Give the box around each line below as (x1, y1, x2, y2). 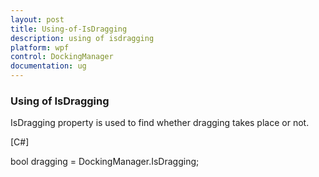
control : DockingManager (10, 52, 114, 62)
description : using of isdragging (10, 33, 155, 43)
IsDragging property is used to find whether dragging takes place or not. (10, 117, 310, 129)
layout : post (10, 14, 65, 25)
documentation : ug (10, 61, 87, 71)
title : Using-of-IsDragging (10, 24, 128, 34)
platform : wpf (10, 42, 70, 53)
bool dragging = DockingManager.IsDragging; (10, 156, 200, 168)
